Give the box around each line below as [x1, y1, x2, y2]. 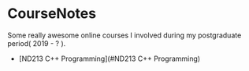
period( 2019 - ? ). [7, 38, 66, 48]
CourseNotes [7, 5, 96, 23]
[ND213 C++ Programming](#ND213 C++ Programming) [18, 54, 201, 63]
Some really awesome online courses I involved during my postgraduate [7, 30, 242, 40]
